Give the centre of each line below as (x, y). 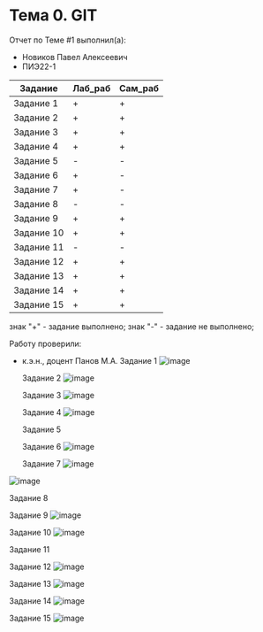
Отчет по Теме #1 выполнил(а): (68, 40)
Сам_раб (139, 88)
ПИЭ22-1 (39, 66)
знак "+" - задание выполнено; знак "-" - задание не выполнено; (131, 326)
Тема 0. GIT (53, 15)
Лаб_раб (91, 88)
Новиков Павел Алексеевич (75, 57)
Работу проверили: (45, 343)
